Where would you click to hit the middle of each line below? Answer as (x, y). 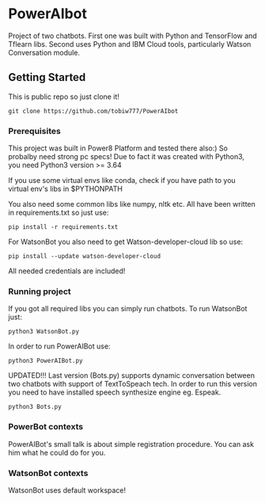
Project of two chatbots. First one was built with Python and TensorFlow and (132, 36)
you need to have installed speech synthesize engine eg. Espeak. (115, 392)
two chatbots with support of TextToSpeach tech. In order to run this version (133, 384)
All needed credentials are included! (67, 271)
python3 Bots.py (35, 407)
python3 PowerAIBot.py (45, 361)
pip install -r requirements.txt (63, 227)
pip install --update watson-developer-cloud (84, 257)
